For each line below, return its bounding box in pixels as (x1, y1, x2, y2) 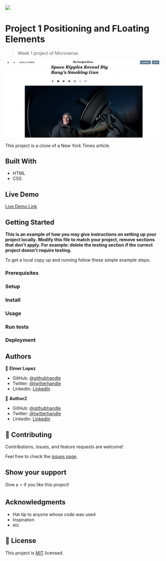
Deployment (5, 336, 36, 343)
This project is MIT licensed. (5, 549, 64, 556)
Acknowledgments (5, 498, 66, 506)
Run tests (5, 323, 29, 330)
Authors (5, 352, 32, 360)
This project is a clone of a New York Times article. (5, 142, 110, 148)
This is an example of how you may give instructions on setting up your (5, 231, 157, 237)
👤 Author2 (5, 396, 28, 402)
